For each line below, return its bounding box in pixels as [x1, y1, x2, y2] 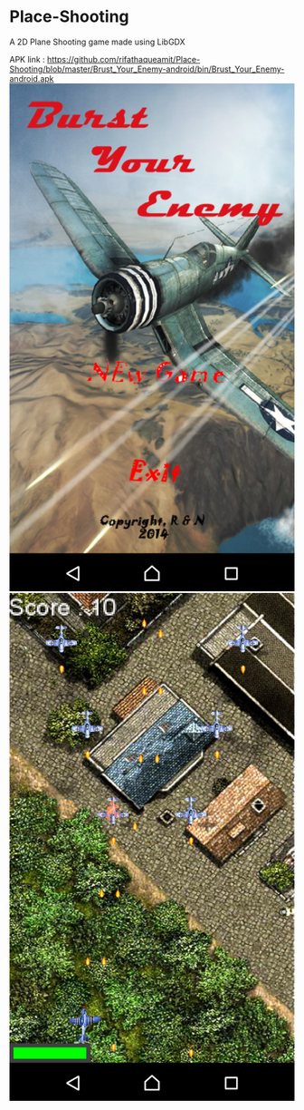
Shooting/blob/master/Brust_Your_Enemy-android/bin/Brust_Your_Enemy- [9, 63, 285, 74]
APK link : [9, 54, 45, 64]
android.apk [9, 73, 54, 83]
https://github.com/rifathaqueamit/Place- [46, 54, 201, 64]
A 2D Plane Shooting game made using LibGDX [9, 36, 185, 47]
